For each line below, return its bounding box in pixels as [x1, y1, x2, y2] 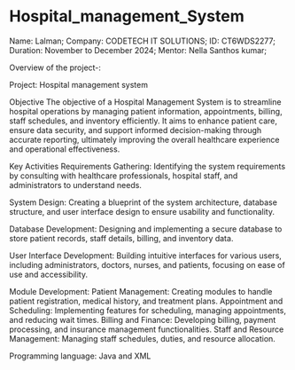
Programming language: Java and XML [9, 350, 151, 361]
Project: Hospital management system [9, 79, 149, 90]
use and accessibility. [9, 269, 89, 279]
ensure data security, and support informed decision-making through [9, 124, 262, 135]
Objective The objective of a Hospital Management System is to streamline [9, 96, 282, 107]
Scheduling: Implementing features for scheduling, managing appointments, [9, 304, 286, 316]
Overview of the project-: [9, 62, 102, 73]
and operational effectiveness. [9, 144, 120, 154]
